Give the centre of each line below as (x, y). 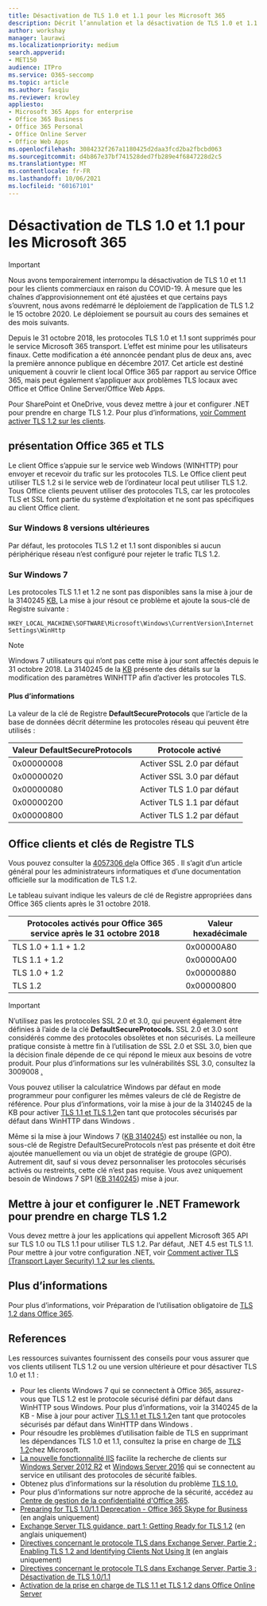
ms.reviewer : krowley (44, 97)
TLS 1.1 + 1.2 (38, 960)
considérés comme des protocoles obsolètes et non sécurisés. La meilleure (132, 1038)
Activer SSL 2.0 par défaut (190, 764)
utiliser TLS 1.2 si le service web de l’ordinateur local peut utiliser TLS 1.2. (128, 482)
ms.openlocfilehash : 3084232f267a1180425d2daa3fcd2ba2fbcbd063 (115, 149)
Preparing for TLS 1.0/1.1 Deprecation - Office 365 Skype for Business (133, 1509)
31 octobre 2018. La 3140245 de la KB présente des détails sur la (114, 669)
